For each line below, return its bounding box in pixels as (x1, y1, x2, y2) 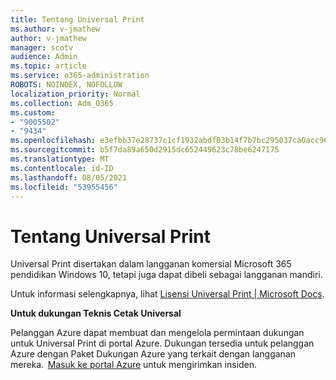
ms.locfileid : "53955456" (10, 182, 118, 192)
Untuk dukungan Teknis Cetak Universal (10, 307, 182, 320)
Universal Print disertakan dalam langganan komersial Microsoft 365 (10, 258, 292, 270)
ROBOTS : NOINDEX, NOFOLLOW (10, 80, 123, 90)
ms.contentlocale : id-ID (10, 163, 114, 173)
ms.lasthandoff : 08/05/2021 (10, 172, 128, 183)
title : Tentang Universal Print (10, 14, 145, 25)
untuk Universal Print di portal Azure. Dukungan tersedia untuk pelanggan (10, 337, 315, 350)
